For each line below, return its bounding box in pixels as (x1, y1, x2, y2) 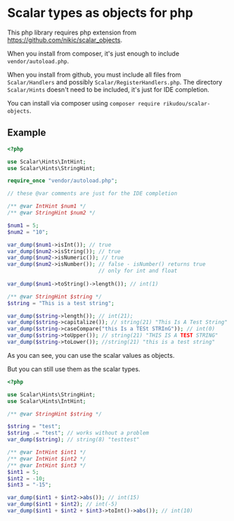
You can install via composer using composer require (7, 98, 160, 107)
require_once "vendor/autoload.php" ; (7, 177, 118, 184)
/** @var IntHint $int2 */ (7, 455, 86, 462)
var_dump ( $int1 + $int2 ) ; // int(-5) (7, 501, 118, 508)
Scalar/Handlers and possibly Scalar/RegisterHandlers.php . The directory (7, 77, 223, 86)
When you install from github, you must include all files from (7, 70, 181, 79)
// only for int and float (98, 267, 178, 275)
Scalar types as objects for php (7, 5, 193, 21)
